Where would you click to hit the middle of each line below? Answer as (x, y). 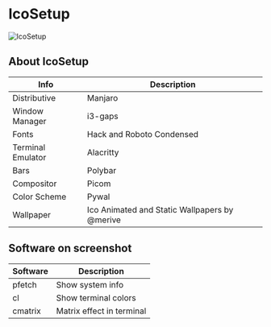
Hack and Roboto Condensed (143, 134)
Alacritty (103, 152)
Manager (29, 121)
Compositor (35, 184)
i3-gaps (103, 116)
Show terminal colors (96, 297)
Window (28, 111)
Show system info (90, 284)
